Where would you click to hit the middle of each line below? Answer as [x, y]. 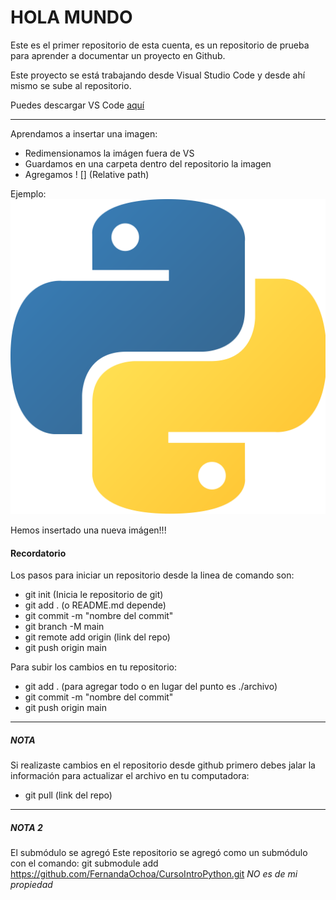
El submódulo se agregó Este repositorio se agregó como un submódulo [159, 853]
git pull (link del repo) [68, 795]
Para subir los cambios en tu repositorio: [93, 667]
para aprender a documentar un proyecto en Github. [118, 55]
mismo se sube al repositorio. [71, 85]
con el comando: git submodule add [84, 863]
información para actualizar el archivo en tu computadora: [130, 776]
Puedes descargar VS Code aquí [77, 105]
